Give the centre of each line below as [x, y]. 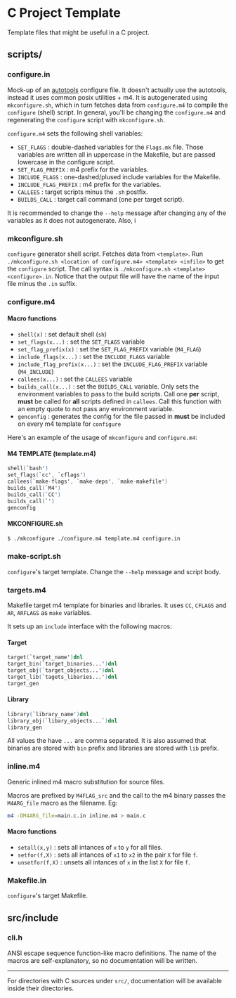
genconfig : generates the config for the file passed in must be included [121, 417]
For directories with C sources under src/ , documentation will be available [115, 980]
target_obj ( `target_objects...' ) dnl [61, 670]
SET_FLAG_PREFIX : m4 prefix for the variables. [83, 169]
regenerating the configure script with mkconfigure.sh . [86, 119]
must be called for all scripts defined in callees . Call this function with [119, 401]
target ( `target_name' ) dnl [45, 657]
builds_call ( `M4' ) [34, 488]
